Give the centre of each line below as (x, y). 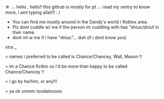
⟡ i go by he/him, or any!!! (31, 81)
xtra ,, (11, 47)
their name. (24, 32)
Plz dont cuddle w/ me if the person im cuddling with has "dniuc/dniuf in (85, 27)
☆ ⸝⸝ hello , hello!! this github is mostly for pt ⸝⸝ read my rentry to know (78, 7)
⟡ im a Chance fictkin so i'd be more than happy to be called (66, 66)
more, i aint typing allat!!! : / (33, 12)
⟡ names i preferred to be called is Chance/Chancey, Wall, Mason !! (73, 56)
